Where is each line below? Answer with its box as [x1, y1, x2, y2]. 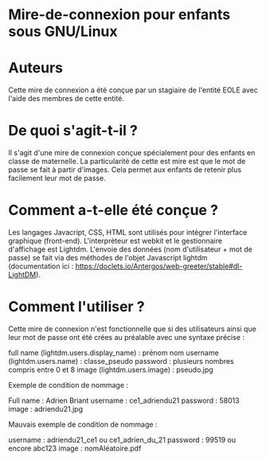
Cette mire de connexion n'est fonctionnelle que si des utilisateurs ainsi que [8, 324, 256, 334]
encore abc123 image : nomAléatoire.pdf [8, 443, 142, 453]
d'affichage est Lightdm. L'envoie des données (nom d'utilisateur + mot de [8, 244, 252, 254]
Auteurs [8, 59, 64, 77]
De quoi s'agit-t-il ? [8, 122, 138, 140]
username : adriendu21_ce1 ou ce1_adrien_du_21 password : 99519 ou [8, 435, 237, 444]
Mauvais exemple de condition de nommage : [8, 420, 158, 429]
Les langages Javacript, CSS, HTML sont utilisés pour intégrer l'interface [8, 228, 248, 236]
